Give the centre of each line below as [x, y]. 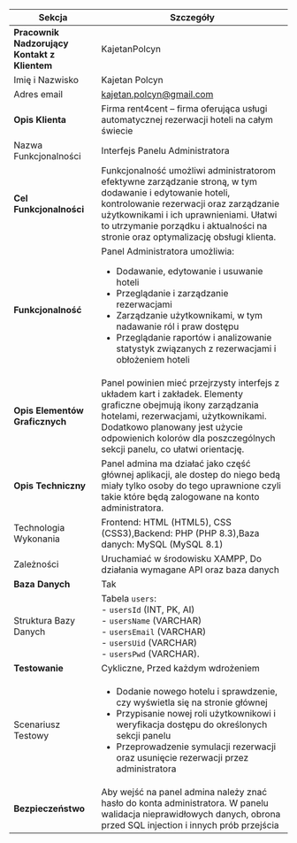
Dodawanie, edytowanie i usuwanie [190, 271]
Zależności [36, 564]
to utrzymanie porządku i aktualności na [184, 226]
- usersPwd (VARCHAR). [151, 654]
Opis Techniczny [50, 486]
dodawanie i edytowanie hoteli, [166, 192]
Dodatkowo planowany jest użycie [172, 427]
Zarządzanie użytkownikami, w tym [190, 315]
